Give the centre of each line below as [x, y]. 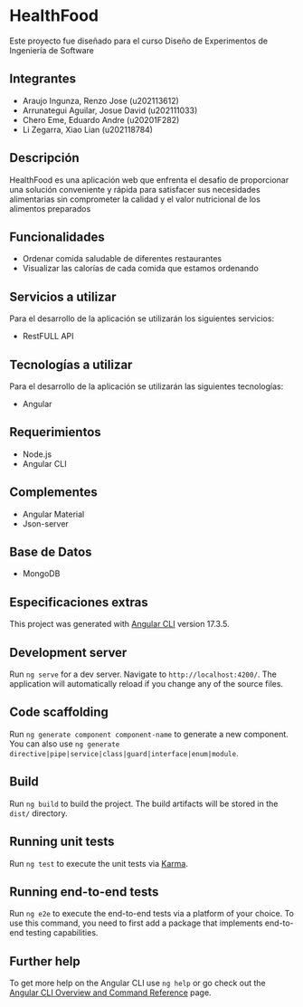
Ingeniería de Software [52, 50]
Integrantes [43, 79]
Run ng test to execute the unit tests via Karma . [99, 863]
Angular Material [53, 514]
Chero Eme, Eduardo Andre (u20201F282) [101, 119]
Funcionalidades [57, 237]
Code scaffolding [59, 712]
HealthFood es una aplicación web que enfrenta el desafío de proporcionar [149, 180]
